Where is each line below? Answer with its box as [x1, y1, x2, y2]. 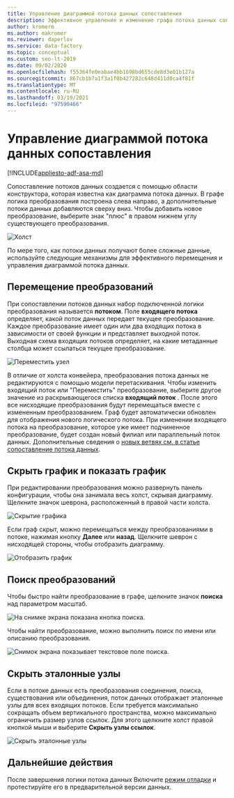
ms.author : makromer [7, 29, 68, 37]
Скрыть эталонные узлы [7, 668, 121, 680]
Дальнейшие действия [7, 757, 114, 769]
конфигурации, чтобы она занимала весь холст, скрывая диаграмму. [7, 491, 214, 499]
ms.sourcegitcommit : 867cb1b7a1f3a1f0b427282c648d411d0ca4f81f [7, 75, 195, 82]
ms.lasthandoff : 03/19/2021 [7, 95, 89, 102]
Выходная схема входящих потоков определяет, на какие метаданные [7, 336, 218, 345]
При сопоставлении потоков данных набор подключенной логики [7, 299, 204, 308]
